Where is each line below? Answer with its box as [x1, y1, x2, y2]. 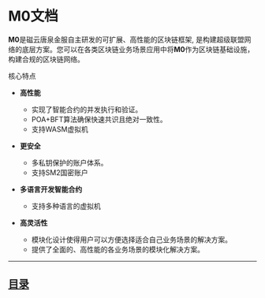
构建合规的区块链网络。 [8, 54, 84, 64]
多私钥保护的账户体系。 [31, 158, 108, 167]
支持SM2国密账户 [31, 167, 88, 177]
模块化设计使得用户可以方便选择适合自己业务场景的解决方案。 [31, 234, 233, 244]
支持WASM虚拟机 [31, 124, 88, 134]
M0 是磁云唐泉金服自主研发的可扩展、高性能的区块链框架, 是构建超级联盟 [8, 35, 244, 44]
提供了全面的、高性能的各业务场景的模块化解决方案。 [31, 244, 205, 254]
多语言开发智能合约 [19, 184, 83, 194]
